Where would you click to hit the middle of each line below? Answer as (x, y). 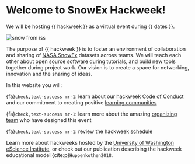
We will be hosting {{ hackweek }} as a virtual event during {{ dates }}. (90, 26)
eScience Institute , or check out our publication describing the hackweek (94, 149)
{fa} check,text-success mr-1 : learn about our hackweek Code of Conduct (95, 96)
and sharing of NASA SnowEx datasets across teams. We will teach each (94, 55)
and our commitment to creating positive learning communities (81, 102)
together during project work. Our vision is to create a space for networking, (98, 67)
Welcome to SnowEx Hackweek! (86, 10)
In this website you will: (34, 85)
